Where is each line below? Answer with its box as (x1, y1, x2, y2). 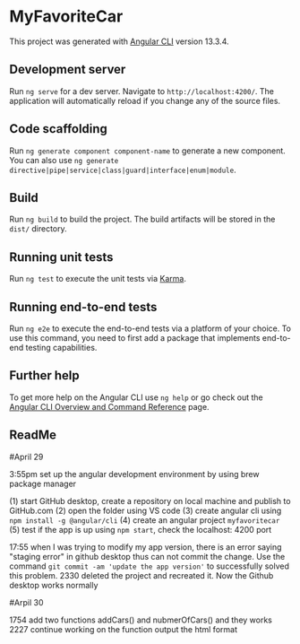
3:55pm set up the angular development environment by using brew (9, 468, 260, 479)
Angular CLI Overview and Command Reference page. (9, 401, 210, 412)
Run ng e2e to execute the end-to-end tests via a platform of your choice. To (9, 323, 292, 334)
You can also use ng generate (9, 154, 119, 165)
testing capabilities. (25, 343, 98, 352)
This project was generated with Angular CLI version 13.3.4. (9, 36, 230, 47)
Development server (9, 62, 126, 77)
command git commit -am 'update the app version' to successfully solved (9, 561, 289, 571)
